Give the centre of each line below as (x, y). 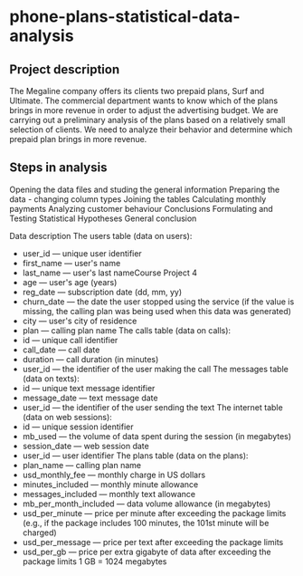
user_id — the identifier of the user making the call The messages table (156, 369)
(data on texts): (51, 379)
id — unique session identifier (78, 427)
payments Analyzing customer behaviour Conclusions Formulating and (141, 208)
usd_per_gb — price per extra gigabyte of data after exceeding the (147, 552)
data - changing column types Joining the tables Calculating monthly (138, 199)
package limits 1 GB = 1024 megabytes (95, 561)
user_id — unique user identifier (82, 253)
